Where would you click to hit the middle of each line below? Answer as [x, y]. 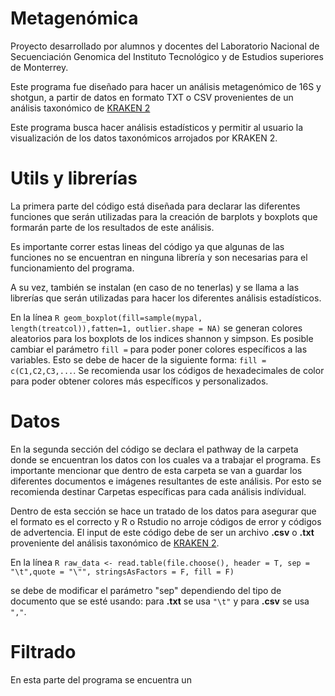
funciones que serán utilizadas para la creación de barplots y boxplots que [164, 216]
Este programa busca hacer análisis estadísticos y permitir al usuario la [157, 127]
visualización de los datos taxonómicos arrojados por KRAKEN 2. [144, 138]
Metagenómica [74, 18]
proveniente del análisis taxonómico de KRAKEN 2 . [115, 543]
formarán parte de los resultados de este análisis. [112, 227]
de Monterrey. [39, 67]
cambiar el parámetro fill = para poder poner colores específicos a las [159, 349]
